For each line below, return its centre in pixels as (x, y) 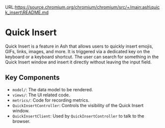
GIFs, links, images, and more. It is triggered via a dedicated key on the (78, 51)
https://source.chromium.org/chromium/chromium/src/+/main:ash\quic (87, 7)
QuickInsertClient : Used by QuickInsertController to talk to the (78, 116)
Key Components (32, 78)
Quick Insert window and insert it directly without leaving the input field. (79, 62)
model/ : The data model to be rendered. (53, 89)
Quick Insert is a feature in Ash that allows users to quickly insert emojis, (79, 46)
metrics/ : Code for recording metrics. (51, 100)
